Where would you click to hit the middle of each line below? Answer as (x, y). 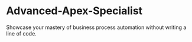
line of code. (21, 33)
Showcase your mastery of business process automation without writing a (96, 27)
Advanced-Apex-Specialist (74, 11)
